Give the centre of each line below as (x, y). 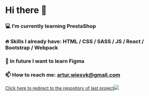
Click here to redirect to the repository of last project (60, 88)
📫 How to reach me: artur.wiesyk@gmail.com (63, 74)
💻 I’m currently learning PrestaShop (51, 26)
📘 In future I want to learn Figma (45, 61)
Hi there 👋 (26, 10)
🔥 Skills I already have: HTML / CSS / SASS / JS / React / (75, 41)
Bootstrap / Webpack (32, 48)
